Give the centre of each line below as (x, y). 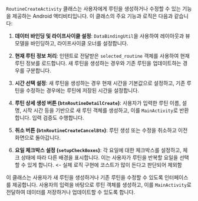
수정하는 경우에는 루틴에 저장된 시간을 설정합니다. (82, 90)
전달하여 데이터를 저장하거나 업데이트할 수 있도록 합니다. (71, 192)
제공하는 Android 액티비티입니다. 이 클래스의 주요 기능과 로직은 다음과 (93, 16)
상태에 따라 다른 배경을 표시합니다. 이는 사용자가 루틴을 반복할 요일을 (100, 157)
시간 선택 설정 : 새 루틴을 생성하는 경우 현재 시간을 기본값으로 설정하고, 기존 (100, 83)
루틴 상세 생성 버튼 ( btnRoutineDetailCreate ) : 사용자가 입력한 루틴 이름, (98, 103)
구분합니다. (38, 70)
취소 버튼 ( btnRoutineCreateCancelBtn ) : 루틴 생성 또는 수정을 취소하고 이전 (101, 130)
